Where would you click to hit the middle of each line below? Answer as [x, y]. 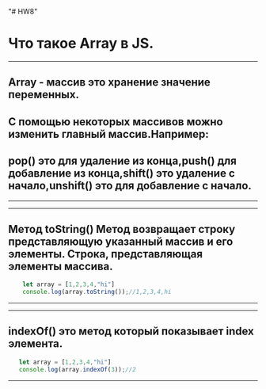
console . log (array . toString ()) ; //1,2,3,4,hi [97, 292]
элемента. [36, 344]
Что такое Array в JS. [81, 44]
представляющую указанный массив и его [121, 241]
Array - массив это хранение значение [110, 82]
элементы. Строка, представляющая [106, 254]
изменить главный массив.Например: [109, 134]
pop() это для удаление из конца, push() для [123, 161]
